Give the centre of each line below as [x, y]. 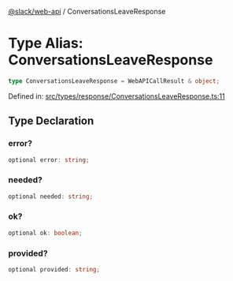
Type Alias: [46, 43]
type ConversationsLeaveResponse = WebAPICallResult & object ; [114, 81]
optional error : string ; [49, 160]
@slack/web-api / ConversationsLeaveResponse [87, 11]
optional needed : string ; [50, 197]
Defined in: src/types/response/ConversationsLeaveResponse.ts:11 [117, 96]
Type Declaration [51, 121]
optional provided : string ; [54, 270]
